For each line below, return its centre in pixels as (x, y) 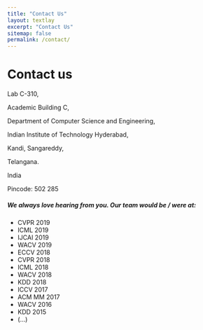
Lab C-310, (23, 94)
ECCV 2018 (34, 252)
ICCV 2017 (33, 290)
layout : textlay (31, 20)
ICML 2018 (33, 268)
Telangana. (23, 162)
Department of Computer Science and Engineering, (81, 121)
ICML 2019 (33, 230)
